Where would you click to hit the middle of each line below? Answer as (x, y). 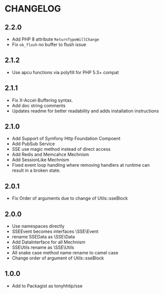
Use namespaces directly (38, 226)
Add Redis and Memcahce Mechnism (50, 155)
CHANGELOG (33, 9)
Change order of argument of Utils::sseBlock (58, 258)
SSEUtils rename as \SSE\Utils (43, 247)
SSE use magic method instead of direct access (61, 149)
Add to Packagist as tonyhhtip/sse (47, 285)
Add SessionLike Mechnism (40, 160)
